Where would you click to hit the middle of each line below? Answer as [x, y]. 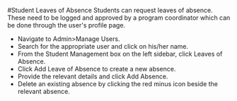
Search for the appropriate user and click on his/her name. [103, 46]
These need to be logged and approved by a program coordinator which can [119, 18]
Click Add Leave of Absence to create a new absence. [97, 69]
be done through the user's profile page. [67, 25]
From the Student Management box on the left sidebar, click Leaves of [120, 54]
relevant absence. [44, 91]
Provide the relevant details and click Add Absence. [93, 76]
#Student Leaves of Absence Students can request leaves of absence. [110, 10]
